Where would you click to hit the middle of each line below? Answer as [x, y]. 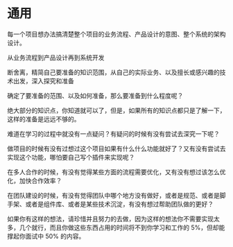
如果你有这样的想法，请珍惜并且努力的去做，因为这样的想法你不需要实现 [110, 219]
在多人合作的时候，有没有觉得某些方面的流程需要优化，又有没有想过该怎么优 [116, 172]
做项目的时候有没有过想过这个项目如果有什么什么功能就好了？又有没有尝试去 [116, 148]
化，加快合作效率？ [35, 180]
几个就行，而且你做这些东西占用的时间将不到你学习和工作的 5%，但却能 [122, 227]
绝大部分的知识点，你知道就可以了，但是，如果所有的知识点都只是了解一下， [116, 110]
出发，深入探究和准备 [43, 80]
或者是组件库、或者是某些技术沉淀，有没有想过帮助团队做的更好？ [119, 204]
